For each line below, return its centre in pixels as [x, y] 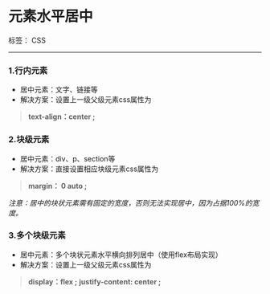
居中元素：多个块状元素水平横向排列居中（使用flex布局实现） [121, 255]
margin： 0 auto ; [57, 186]
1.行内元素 [28, 71]
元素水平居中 [51, 16]
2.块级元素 [29, 140]
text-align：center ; [61, 116]
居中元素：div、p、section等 [67, 158]
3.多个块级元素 [37, 235]
